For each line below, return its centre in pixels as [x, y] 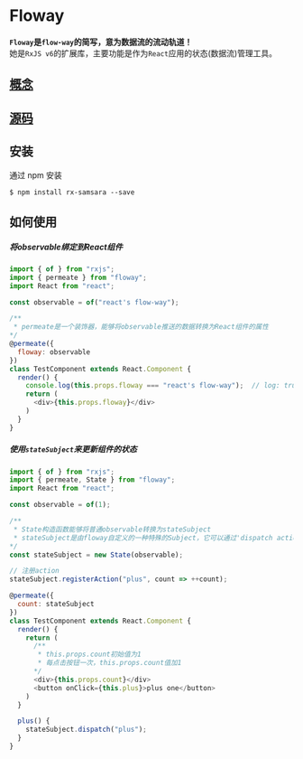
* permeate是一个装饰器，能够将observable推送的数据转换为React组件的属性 [141, 327]
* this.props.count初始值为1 [89, 655]
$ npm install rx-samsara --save [72, 192]
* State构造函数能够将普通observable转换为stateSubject [112, 529]
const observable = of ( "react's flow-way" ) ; [94, 302]
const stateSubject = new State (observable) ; [96, 555]
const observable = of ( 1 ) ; [60, 505]
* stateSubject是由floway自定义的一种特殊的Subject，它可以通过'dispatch [143, 538]
